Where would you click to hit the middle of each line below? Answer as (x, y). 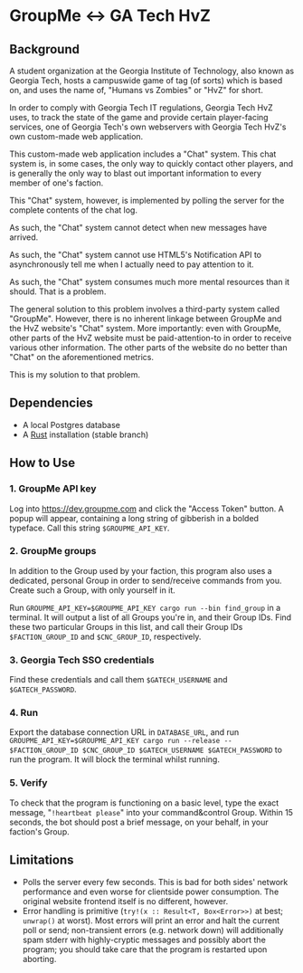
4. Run (24, 713)
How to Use (43, 463)
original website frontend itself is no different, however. (125, 901)
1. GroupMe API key (53, 489)
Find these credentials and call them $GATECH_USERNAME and (118, 680)
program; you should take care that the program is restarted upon (145, 949)
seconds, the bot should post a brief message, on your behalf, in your (139, 822)
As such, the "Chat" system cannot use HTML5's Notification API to (136, 255)
